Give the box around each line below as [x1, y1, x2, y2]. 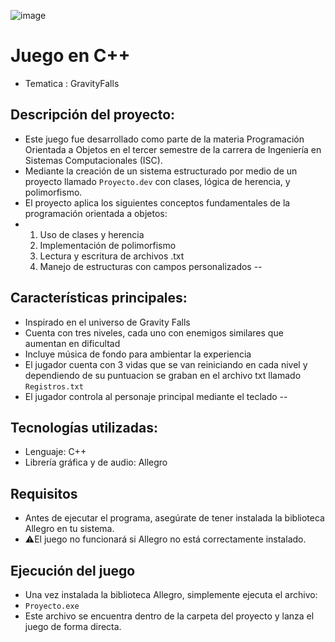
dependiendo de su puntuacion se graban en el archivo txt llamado [24, 369, 302, 381]
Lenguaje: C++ [24, 446, 87, 458]
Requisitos [10, 485, 78, 502]
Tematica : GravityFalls [24, 77, 120, 89]
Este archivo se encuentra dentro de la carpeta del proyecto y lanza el [24, 610, 315, 622]
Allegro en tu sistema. [24, 523, 115, 535]
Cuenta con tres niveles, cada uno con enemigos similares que [24, 326, 284, 339]
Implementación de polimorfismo [39, 239, 177, 251]
